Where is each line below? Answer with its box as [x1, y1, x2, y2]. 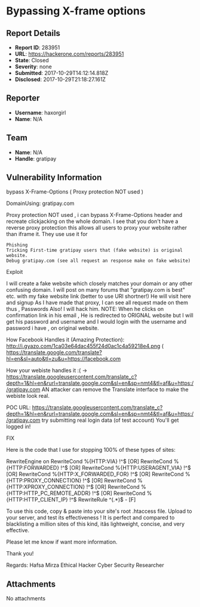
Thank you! [6, 550, 34, 557]
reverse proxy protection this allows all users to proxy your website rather [6, 224, 187, 231]
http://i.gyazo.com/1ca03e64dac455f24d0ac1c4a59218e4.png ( [6, 343, 164, 350]
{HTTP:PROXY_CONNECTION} [6, 477, 82, 484]
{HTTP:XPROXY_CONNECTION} [6, 484, 85, 491]
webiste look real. [6, 392, 50, 400]
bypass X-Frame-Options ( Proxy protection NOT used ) [6, 188, 144, 195]
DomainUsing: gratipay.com [6, 200, 75, 207]
